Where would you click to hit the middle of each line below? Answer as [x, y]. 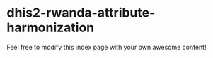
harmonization [51, 28]
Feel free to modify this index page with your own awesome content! [106, 47]
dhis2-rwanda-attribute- [81, 13]
